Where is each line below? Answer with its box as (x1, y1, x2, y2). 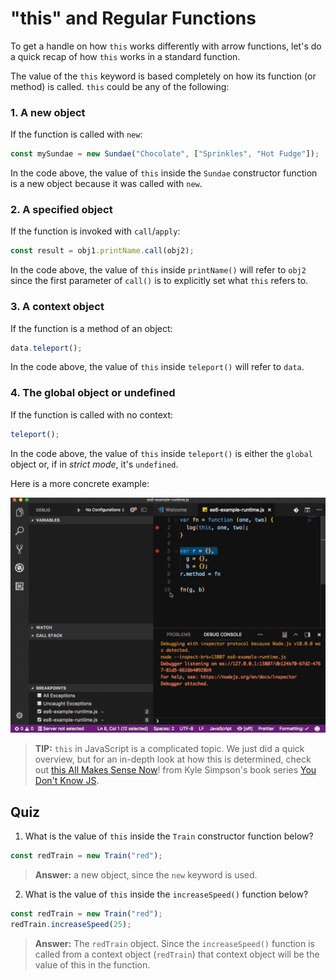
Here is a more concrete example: (10, 477, 150, 489)
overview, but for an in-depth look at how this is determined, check (34, 753, 312, 766)
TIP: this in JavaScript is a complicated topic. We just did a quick (34, 743, 305, 755)
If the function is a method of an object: (10, 322, 173, 334)
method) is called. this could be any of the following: (10, 80, 230, 92)
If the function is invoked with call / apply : (10, 225, 181, 237)
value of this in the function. (34, 958, 151, 971)
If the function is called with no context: (10, 408, 174, 421)
